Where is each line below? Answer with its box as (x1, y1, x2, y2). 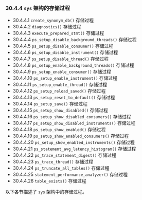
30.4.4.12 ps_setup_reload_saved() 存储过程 (12, 88, 106, 94)
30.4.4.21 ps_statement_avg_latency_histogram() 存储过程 (12, 146, 136, 152)
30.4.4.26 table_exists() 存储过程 (12, 178, 86, 184)
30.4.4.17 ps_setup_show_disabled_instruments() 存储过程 (12, 120, 136, 126)
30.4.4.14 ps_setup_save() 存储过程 (12, 101, 87, 107)
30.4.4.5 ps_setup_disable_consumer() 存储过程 (12, 43, 114, 49)
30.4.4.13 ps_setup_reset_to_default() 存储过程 (12, 94, 115, 101)
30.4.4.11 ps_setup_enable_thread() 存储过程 (12, 81, 108, 88)
